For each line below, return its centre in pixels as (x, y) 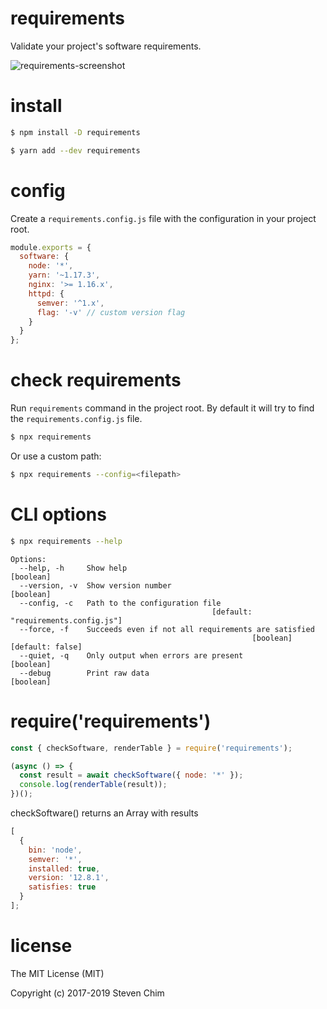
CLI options (58, 514)
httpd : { (46, 293)
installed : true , (64, 868)
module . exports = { (51, 247)
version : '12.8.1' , (69, 878)
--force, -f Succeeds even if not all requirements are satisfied (167, 629)
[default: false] (46, 647)
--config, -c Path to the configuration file (120, 603)
